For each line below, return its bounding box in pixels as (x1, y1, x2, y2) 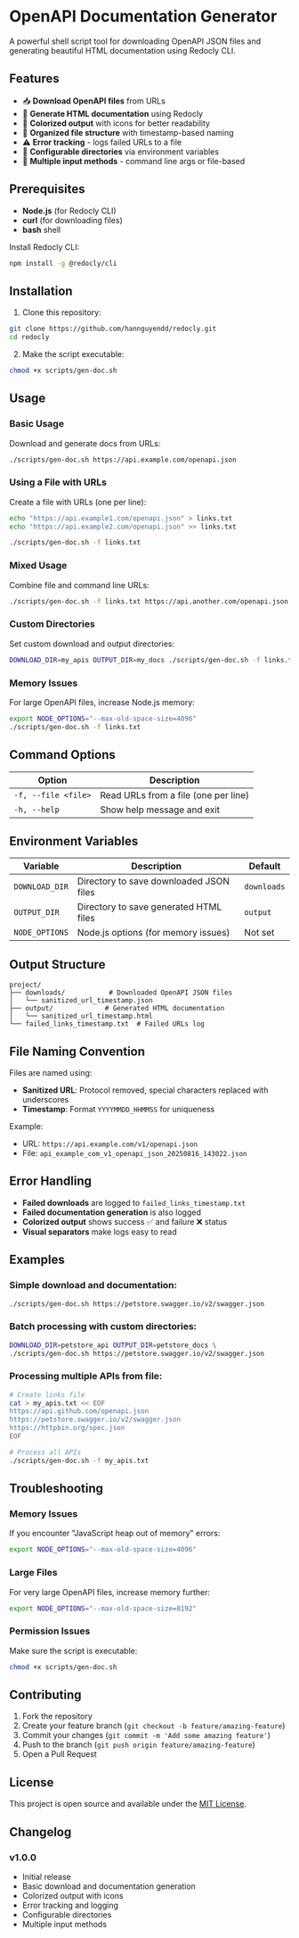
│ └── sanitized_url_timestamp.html (9, 1011, 153, 1021)
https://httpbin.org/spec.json (9, 1424, 125, 1433)
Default (248, 860, 281, 872)
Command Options (9, 747, 116, 762)
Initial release (21, 1871, 71, 1882)
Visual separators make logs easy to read (21, 1226, 178, 1237)
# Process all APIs (9, 1448, 82, 1457)
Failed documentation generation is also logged (21, 1207, 202, 1218)
